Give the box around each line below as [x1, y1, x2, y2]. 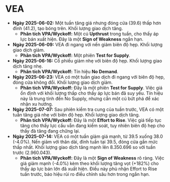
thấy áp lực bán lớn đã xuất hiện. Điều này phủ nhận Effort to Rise [20, 166, 157, 172]
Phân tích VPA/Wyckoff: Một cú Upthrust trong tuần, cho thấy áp [20, 31, 159, 37]
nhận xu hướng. [20, 101, 53, 107]
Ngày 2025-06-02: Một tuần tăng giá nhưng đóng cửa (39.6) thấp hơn [12, 20, 161, 26]
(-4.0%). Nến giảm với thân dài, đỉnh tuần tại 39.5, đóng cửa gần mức [12, 138, 158, 145]
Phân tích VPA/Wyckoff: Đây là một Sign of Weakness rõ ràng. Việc [20, 155, 164, 161]
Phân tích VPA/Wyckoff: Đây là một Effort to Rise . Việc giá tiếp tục [20, 117, 162, 123]
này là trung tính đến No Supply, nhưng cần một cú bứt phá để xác [20, 95, 160, 102]
